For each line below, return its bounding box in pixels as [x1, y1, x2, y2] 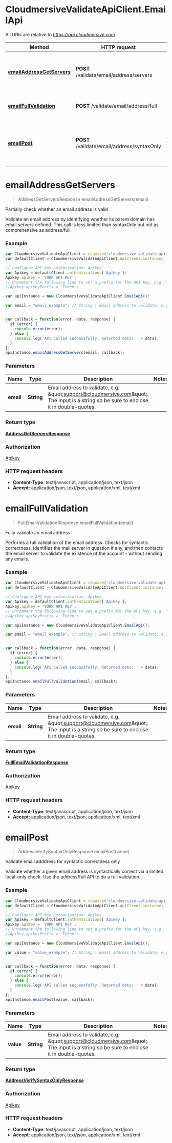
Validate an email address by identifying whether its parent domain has [5, 216, 155, 222]
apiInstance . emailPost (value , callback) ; [5, 997, 95, 1002]
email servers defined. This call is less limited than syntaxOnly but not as [5, 222, 159, 228]
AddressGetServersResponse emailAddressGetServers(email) [17, 196, 149, 202]
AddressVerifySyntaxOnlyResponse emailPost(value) [17, 849, 130, 855]
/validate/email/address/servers [75, 71, 153, 78]
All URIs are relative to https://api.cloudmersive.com [5, 31, 115, 37]
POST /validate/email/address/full [75, 102, 157, 109]
